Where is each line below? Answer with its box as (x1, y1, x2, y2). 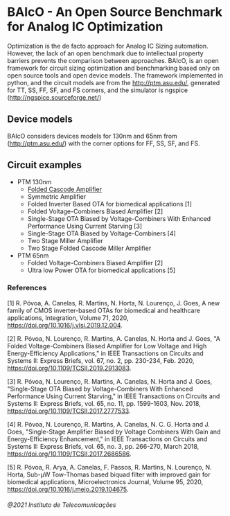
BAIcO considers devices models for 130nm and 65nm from (7, 132, 178, 140)
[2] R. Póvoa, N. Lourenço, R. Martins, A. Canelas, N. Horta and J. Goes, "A (7, 334, 220, 343)
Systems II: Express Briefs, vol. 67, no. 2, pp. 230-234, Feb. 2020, (7, 356, 195, 364)
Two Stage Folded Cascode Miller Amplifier (27, 244, 152, 252)
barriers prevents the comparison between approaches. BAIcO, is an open (7, 56, 220, 64)
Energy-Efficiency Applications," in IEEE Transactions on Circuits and (7, 349, 204, 357)
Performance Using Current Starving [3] (27, 222, 143, 230)
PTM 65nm (17, 251, 49, 260)
